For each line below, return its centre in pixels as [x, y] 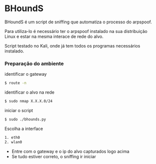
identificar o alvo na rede [29, 92]
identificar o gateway [26, 74]
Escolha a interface [24, 129]
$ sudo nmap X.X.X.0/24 [29, 101]
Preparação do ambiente [34, 64]
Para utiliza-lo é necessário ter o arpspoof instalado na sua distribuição [76, 31]
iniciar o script [19, 110]
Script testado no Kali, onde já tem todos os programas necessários [72, 46]
